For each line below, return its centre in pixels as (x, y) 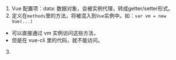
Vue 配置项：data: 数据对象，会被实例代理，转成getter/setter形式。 (92, 8)
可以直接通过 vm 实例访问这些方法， (55, 33)
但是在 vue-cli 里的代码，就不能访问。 (57, 40)
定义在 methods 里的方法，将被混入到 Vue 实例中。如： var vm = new (89, 16)
